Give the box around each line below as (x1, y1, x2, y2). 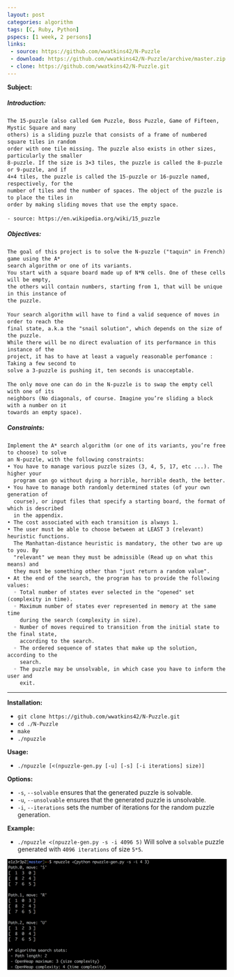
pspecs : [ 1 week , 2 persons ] (7, 34, 92, 41)
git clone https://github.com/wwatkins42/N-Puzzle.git (17, 713, 180, 720)
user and (7, 673, 33, 680)
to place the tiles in (7, 194, 73, 201)
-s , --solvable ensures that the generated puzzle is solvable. (17, 788, 193, 796)
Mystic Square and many (7, 124, 77, 131)
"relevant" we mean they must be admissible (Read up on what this (13, 554, 214, 561)
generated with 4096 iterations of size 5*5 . (17, 845, 143, 853)
